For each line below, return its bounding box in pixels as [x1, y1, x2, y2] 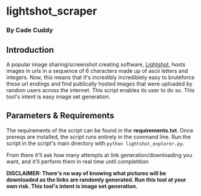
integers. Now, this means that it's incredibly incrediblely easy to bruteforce [6, 73, 195, 81]
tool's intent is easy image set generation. [6, 93, 111, 100]
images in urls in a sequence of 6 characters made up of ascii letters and [6, 67, 188, 74]
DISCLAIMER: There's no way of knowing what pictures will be [6, 169, 166, 177]
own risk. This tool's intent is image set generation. [6, 182, 138, 189]
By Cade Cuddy [6, 26, 53, 35]
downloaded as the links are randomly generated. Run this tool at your [6, 176, 186, 183]
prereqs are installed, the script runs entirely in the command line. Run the [6, 133, 191, 140]
